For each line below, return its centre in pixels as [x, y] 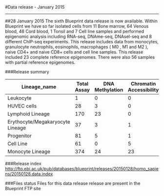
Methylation [109, 90]
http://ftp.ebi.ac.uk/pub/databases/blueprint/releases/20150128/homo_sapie [82, 169]
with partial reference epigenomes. [40, 62]
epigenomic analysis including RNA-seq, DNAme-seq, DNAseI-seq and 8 [79, 36]
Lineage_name [39, 87]
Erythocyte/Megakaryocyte [39, 122]
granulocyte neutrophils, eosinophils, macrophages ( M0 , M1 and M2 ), [77, 47]
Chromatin [143, 84]
